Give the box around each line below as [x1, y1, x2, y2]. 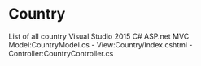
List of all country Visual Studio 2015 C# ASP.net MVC [8, 31, 190, 41]
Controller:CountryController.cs [8, 48, 114, 58]
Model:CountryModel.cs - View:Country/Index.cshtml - [8, 39, 193, 49]
